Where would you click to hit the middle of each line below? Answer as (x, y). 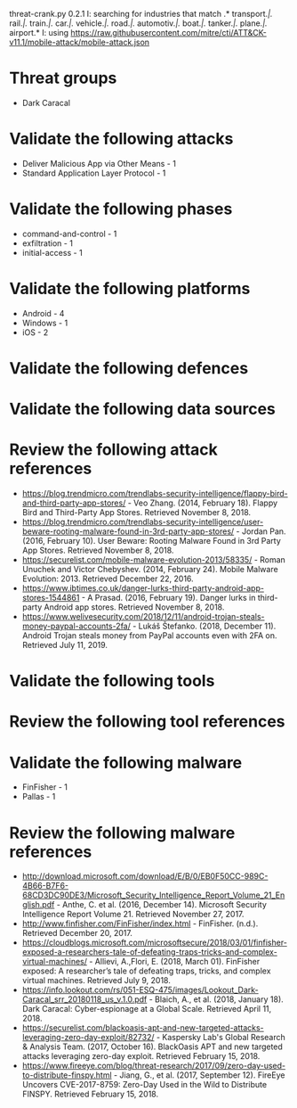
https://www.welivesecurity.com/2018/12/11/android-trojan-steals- (143, 617)
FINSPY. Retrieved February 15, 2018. (90, 1094)
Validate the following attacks (121, 139)
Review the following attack (113, 450)
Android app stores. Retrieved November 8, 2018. (134, 607)
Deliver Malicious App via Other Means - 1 (99, 163)
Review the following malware (122, 833)
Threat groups (63, 78)
